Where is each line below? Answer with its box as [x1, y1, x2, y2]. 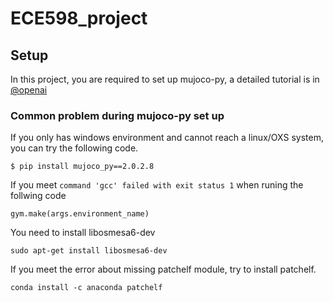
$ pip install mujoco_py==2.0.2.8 [10, 162, 155, 172]
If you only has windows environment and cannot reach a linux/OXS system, [10, 132, 324, 144]
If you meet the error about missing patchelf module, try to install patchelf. [10, 263, 317, 276]
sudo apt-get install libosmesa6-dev [10, 246, 168, 256]
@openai [10, 84, 48, 96]
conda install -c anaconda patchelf [10, 283, 163, 293]
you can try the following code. [10, 142, 139, 154]
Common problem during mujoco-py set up [10, 108, 225, 122]
